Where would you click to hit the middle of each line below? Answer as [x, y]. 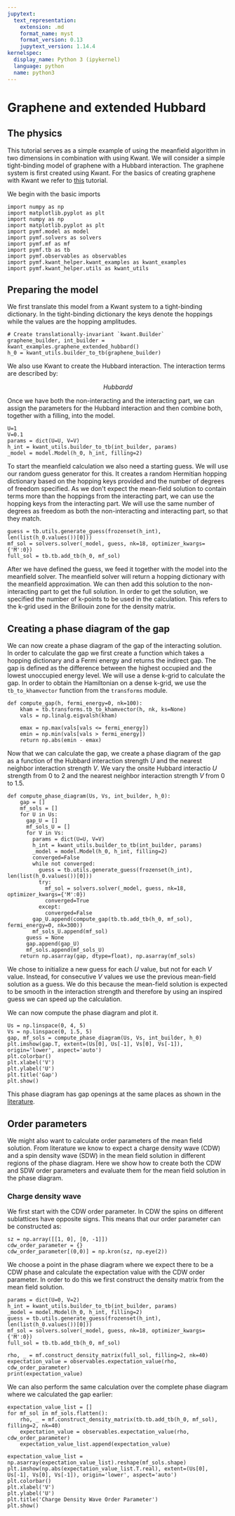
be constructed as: [34, 1227]
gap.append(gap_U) [53, 944]
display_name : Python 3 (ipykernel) [67, 60]
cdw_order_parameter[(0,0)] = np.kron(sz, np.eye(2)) [88, 1252]
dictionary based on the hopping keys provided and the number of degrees [116, 481]
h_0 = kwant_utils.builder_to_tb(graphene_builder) [84, 353]
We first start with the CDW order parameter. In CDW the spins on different [115, 1211]
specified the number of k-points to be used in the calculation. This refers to [117, 599]
